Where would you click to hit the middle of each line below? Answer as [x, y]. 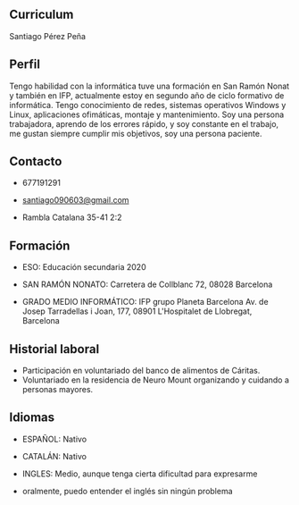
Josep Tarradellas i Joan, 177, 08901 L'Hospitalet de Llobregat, [137, 311]
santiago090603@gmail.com [75, 200]
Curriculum [42, 15]
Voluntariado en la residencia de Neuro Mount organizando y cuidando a [156, 380]
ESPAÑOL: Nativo [54, 439]
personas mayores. [58, 390]
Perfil [25, 65]
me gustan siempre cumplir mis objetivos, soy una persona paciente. [136, 133]
